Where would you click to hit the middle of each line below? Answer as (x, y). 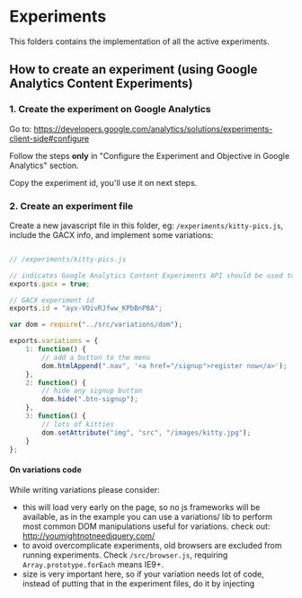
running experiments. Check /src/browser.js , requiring (125, 555)
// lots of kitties (78, 424)
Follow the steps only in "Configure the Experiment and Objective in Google (150, 155)
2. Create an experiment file (71, 206)
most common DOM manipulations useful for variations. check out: (146, 526)
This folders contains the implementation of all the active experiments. (139, 41)
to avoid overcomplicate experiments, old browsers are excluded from (152, 545)
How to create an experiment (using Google (133, 70)
